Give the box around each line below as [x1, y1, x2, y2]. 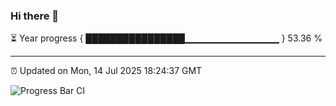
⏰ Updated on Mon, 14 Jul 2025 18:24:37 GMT [10, 65, 203, 77]
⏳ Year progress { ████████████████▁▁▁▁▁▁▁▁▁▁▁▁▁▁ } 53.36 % [10, 32, 323, 44]
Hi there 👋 [10, 9, 60, 23]
